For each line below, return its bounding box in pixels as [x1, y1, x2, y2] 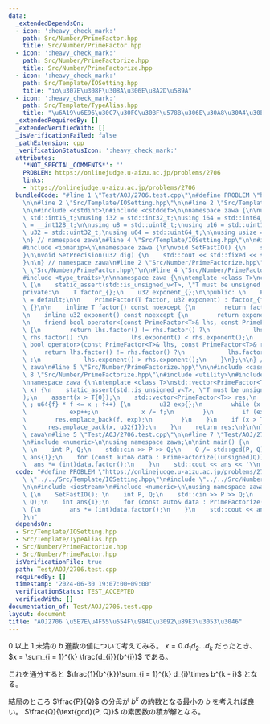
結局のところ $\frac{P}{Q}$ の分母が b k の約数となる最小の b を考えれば [8, 695, 247, 706]
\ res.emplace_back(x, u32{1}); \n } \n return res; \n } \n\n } [22, 423, 264, 431]
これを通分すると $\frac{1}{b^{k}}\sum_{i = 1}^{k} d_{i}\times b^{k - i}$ [8, 669, 243, 679]
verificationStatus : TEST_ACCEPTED [15, 588, 135, 596]
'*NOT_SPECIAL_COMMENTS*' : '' [22, 162, 125, 170]
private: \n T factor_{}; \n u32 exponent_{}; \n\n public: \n [22, 289, 247, 297]
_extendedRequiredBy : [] [15, 117, 99, 125]
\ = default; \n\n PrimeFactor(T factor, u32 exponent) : [22, 296, 228, 304]
